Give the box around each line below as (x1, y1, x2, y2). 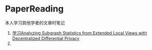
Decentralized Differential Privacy (12, 35, 79, 41)
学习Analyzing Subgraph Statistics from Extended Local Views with (12, 30, 147, 36)
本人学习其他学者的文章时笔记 (5, 20, 65, 25)
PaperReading (5, 3, 64, 14)
